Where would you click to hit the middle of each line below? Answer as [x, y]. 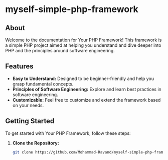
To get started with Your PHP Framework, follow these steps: [68, 133]
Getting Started [30, 121]
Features [19, 66]
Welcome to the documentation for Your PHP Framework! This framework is [83, 40]
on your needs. [28, 105]
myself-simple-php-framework [72, 9]
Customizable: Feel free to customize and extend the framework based [87, 100]
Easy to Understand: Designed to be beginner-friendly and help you [83, 78]
